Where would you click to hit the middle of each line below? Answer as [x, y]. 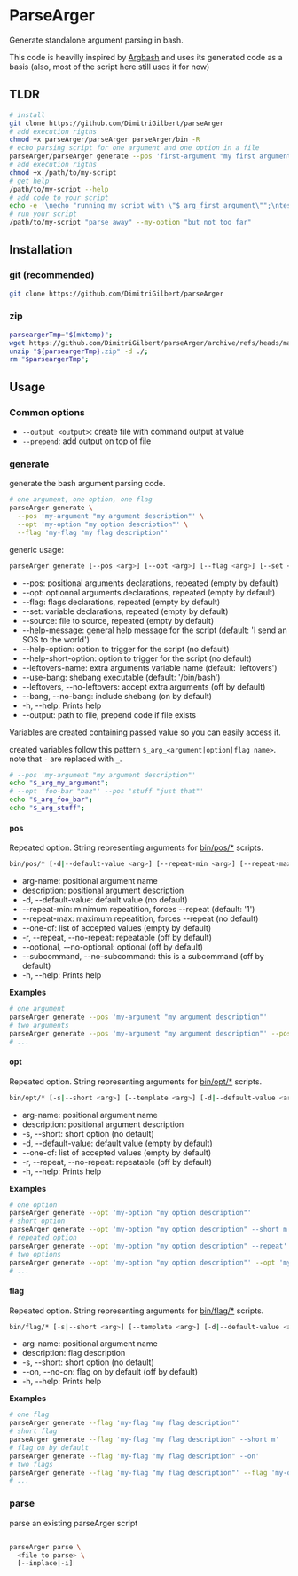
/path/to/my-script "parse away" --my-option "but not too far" [130, 223]
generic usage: [37, 549]
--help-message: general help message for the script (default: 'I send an [154, 630]
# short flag [33, 1431]
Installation [41, 250]
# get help [29, 181]
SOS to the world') [56, 639]
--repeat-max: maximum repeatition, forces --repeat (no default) [140, 918]
